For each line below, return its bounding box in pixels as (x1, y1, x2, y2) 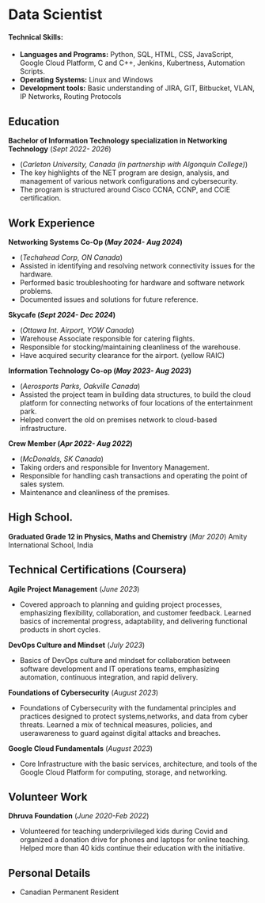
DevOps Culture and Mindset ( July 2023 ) (8, 640, 146, 650)
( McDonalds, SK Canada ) (19, 454, 104, 464)
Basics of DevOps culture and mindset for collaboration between (19, 655, 231, 665)
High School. (8, 511, 74, 524)
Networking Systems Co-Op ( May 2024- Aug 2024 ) (8, 238, 184, 247)
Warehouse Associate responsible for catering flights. (19, 334, 195, 344)
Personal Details (8, 866, 91, 880)
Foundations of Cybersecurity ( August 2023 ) (8, 688, 159, 697)
